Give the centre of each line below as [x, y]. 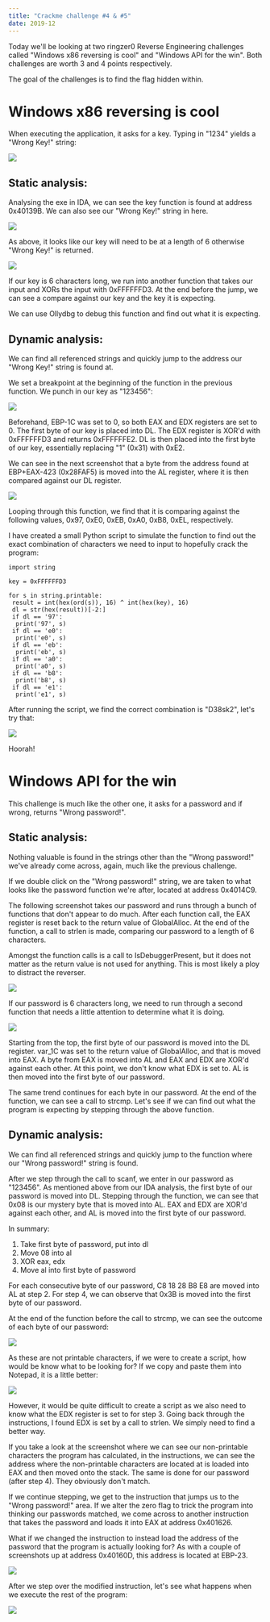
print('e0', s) [41, 638]
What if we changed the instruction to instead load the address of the [124, 1538]
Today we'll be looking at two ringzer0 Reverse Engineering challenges [126, 46]
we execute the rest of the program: [68, 1595]
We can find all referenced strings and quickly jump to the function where [130, 1154]
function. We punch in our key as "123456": [81, 391]
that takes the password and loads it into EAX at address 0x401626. [121, 1522]
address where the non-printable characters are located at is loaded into [129, 1464]
